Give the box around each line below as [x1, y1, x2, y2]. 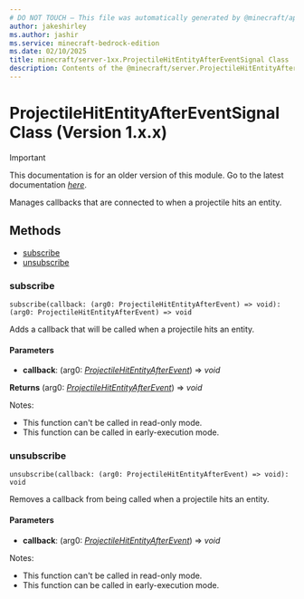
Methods [9, 223, 62, 238]
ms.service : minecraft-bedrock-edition [9, 38, 160, 48]
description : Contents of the [9, 64, 124, 73]
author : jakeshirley [9, 22, 88, 31]
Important [9, 151, 46, 163]
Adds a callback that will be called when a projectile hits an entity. [9, 324, 255, 334]
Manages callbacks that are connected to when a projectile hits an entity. [9, 197, 282, 208]
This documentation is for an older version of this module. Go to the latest [9, 169, 284, 180]
